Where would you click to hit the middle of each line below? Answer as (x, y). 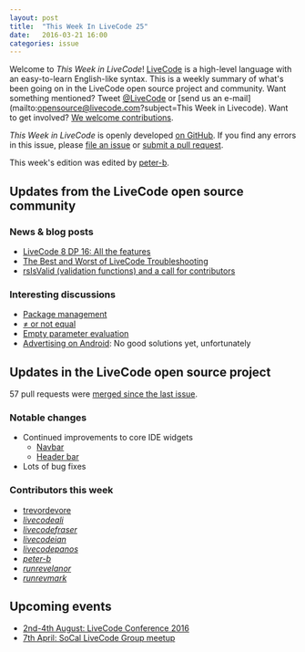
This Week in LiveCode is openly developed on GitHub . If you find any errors (153, 135)
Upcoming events (61, 607)
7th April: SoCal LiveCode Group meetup (99, 638)
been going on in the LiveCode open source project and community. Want (148, 88)
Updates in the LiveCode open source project (140, 372)
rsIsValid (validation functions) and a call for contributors (129, 271)
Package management (65, 315)
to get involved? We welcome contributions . (92, 118)
